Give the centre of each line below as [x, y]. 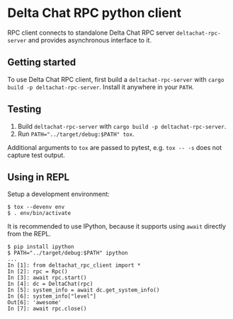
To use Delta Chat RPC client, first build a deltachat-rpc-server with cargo [116, 79]
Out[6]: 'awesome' [34, 303]
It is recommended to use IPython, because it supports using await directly [117, 226]
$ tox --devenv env [36, 207]
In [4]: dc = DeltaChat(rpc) [50, 284]
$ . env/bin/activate [39, 214]
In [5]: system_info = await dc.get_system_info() [84, 290]
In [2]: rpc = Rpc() [38, 272]
